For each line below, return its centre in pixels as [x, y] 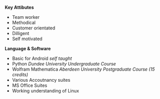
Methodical [24, 23]
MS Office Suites [30, 85]
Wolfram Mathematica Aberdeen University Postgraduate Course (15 [83, 69]
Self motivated [27, 39]
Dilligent [21, 33]
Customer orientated [34, 28]
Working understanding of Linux [45, 91]
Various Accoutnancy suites [41, 80]
